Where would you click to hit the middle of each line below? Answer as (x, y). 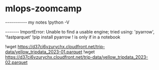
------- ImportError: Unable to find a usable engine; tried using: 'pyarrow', (80, 32)
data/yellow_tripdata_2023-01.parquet (44, 52)
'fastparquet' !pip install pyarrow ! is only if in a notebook (63, 37)
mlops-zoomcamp (44, 9)
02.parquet (16, 62)
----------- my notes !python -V (37, 22)
